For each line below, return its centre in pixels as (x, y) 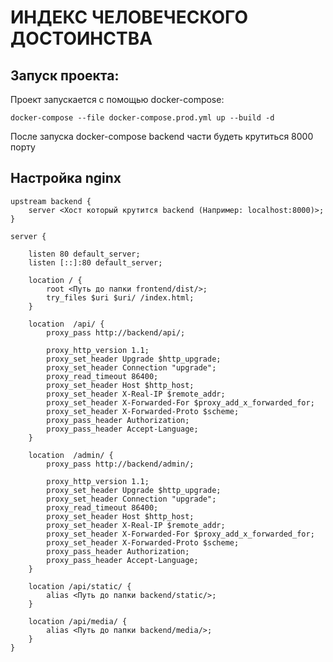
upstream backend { (51, 201)
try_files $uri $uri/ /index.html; (120, 297)
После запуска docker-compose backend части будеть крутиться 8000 (162, 136)
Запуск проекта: (65, 75)
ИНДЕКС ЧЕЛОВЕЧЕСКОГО (129, 17)
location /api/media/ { (78, 621)
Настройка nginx (66, 178)
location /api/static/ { (80, 586)
